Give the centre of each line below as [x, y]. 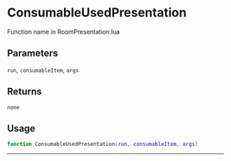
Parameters [33, 53]
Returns [25, 92]
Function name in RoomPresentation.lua [64, 32]
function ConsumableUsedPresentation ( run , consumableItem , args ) [102, 144]
